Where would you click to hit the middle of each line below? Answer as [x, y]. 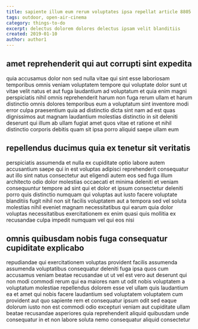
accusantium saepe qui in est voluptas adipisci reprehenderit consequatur [98, 169]
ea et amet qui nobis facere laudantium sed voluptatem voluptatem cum [95, 294]
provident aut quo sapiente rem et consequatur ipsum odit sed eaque [92, 301]
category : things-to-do [36, 23]
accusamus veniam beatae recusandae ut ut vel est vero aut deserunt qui [97, 275]
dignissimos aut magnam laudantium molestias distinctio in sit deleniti [92, 116]
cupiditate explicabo [45, 248]
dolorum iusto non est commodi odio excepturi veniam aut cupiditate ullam [98, 307]
